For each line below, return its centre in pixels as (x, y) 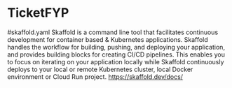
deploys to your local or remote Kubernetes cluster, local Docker (100, 69)
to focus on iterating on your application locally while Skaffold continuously (116, 61)
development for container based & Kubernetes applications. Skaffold (108, 39)
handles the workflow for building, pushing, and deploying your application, (116, 47)
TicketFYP (38, 13)
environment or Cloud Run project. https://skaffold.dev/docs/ (95, 76)
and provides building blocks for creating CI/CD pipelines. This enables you (116, 54)
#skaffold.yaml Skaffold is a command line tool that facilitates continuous (113, 32)
